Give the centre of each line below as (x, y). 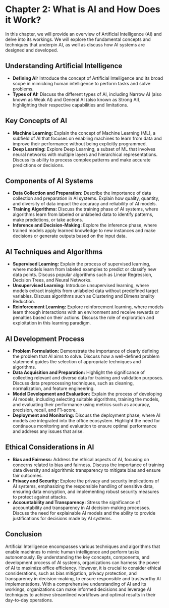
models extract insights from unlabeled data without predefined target (86, 291)
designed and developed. (32, 50)
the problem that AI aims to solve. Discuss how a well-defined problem (86, 356)
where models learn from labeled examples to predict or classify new (84, 269)
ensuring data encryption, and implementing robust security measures (86, 491)
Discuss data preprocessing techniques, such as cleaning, (73, 383)
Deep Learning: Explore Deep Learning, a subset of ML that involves (84, 149)
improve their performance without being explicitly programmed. (80, 144)
